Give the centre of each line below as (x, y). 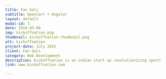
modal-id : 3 (17, 23)
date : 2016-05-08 (23, 28)
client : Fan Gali (23, 51)
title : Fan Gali (22, 10)
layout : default (22, 19)
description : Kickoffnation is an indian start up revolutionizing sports (84, 60)
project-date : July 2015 (31, 46)
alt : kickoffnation (25, 42)
